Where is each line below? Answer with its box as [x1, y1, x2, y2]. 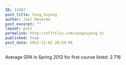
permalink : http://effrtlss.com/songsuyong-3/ [5, 31, 104, 36]
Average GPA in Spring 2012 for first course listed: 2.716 [5, 54, 121, 60]
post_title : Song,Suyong [5, 12, 57, 17]
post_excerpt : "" [5, 21, 42, 27]
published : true [5, 36, 39, 41]
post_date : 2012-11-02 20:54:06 [5, 40, 73, 45]
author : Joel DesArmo [5, 17, 51, 22]
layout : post [5, 26, 33, 31]
